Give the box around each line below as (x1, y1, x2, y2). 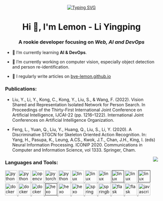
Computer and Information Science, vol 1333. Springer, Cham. (12, 147, 136, 153)
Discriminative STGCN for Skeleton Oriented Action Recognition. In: (12, 131, 147, 137)
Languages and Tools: (5, 159, 58, 166)
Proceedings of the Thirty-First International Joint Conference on (12, 107, 142, 113)
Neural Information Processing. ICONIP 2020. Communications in (12, 142, 143, 147)
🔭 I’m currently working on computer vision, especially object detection (12, 59, 155, 65)
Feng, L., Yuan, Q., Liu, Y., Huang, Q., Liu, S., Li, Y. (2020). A (12, 126, 132, 132)
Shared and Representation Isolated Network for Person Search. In (12, 101, 146, 107)
